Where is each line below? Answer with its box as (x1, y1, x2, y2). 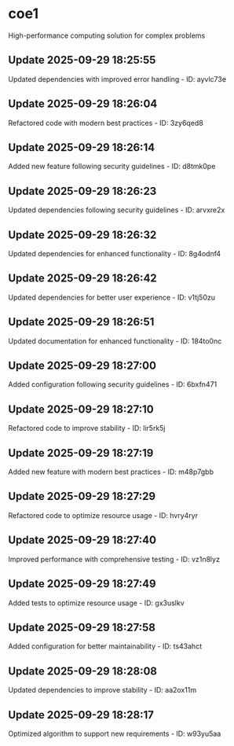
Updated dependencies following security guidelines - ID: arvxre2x (8, 205, 225, 215)
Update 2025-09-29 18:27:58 (8, 620, 155, 634)
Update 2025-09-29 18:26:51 (8, 315, 155, 329)
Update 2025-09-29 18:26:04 (8, 97, 158, 111)
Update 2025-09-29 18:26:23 (8, 184, 157, 197)
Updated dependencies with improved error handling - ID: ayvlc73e (8, 74, 226, 83)
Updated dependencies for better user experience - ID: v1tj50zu (8, 292, 216, 302)
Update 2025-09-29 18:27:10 (8, 402, 155, 416)
